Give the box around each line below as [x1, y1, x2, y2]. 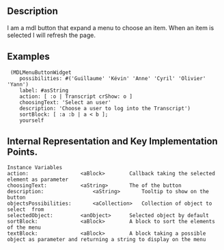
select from [7, 206, 44, 213]
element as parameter [7, 176, 69, 184]
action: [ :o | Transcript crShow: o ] [19, 92, 133, 100]
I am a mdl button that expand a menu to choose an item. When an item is [7, 23, 214, 32]
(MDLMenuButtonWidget [10, 68, 72, 76]
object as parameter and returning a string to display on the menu [7, 236, 206, 243]
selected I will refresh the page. [7, 31, 96, 39]
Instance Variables [7, 164, 63, 171]
